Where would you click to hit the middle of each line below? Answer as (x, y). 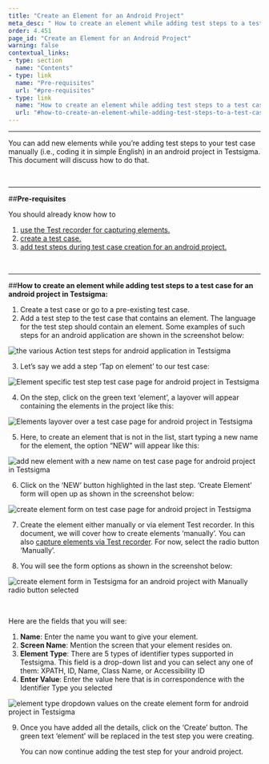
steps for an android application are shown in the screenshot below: (132, 335)
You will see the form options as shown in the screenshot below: (126, 566)
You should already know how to (62, 214)
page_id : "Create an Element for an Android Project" (100, 38)
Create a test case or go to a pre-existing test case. (104, 309)
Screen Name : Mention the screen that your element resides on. (126, 645)
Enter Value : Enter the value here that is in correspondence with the (132, 679)
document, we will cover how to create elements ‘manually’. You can (132, 533)
